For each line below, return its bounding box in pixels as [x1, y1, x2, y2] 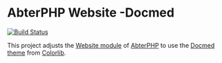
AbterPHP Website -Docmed [7, 5, 175, 21]
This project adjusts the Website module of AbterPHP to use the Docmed [7, 41, 215, 49]
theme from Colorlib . [7, 48, 66, 57]
